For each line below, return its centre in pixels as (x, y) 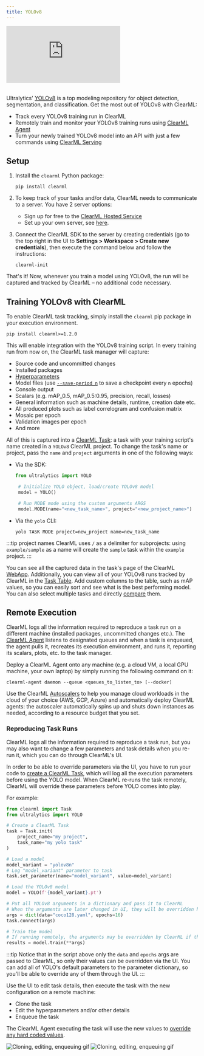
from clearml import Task (39, 809)
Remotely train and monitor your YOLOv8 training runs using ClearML (102, 123)
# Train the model (29, 931)
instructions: (31, 254)
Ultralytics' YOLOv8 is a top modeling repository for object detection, (93, 98)
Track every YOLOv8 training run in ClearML (70, 116)
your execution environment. (42, 323)
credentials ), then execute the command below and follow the (93, 247)
